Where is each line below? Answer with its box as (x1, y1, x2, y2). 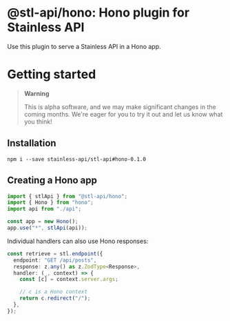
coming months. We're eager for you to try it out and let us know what (23, 110, 223, 118)
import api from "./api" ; (7, 206, 81, 213)
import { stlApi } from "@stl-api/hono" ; (7, 193, 128, 200)
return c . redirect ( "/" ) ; (19, 295, 91, 302)
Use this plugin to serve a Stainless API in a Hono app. (7, 42, 161, 50)
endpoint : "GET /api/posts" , (13, 257, 97, 264)
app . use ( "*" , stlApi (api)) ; (7, 224, 88, 231)
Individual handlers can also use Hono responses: (7, 237, 149, 245)
